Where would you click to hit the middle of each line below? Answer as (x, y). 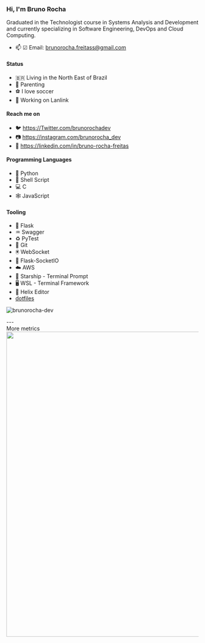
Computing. (21, 35)
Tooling (16, 212)
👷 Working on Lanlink (42, 100)
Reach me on (23, 114)
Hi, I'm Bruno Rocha (36, 9)
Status (15, 63)
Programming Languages (39, 160)
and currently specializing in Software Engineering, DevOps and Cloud (95, 29)
